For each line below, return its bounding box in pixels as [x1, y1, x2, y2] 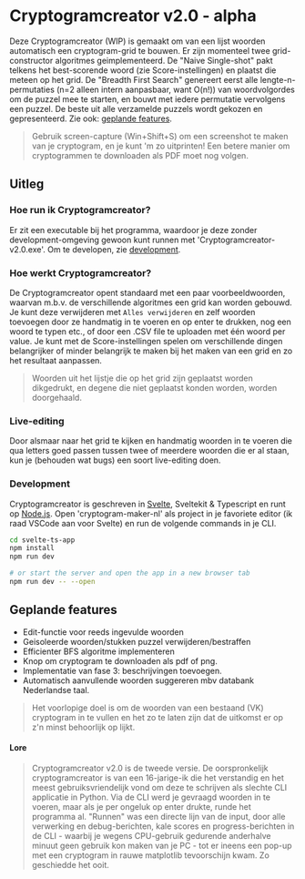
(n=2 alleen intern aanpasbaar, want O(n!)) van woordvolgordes [56, 84, 296, 95]
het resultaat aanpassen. [9, 354, 103, 365]
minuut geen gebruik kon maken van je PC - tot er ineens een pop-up [31, 840, 293, 851]
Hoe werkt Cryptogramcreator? [9, 266, 152, 279]
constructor [9, 55, 54, 66]
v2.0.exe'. [9, 243, 46, 255]
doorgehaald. [31, 392, 82, 403]
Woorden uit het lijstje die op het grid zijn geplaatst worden [31, 373, 253, 383]
